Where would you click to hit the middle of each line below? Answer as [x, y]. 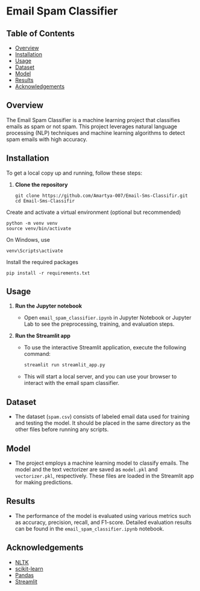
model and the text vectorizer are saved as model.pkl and [86, 469]
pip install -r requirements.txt [48, 273]
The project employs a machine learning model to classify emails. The [102, 463]
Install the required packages [42, 262]
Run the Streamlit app [43, 336]
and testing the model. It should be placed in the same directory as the [103, 423]
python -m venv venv [32, 223]
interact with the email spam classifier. [71, 383]
